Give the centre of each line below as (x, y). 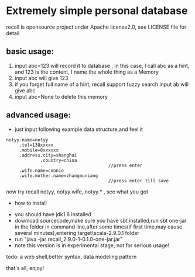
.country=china (59, 160)
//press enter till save (138, 181)
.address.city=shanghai (48, 155)
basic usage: (30, 52)
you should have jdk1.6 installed (53, 214)
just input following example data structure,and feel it (79, 129)
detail (13, 33)
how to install (30, 203)
